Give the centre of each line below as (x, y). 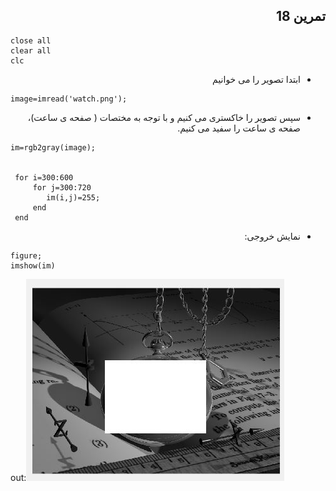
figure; (26, 255)
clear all (31, 50)
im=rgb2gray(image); (53, 147)
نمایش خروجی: (272, 236)
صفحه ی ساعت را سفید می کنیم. (239, 128)
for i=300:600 (44, 177)
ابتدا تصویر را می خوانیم (256, 79)
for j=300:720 (62, 187)
